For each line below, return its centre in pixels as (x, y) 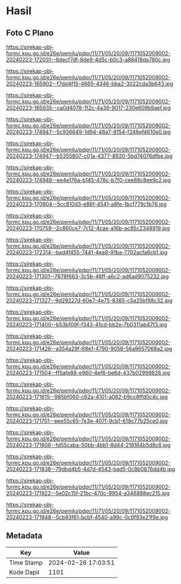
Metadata (24, 536)
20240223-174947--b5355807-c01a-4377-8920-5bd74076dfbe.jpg (89, 156)
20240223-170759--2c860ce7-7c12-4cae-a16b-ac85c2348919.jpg (88, 228)
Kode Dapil (24, 572)
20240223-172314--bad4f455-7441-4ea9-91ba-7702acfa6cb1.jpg (87, 252)
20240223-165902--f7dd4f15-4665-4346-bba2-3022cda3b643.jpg (90, 84)
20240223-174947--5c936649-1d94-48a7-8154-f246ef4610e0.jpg (88, 132)
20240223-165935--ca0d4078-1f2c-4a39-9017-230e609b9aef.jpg (88, 108)
